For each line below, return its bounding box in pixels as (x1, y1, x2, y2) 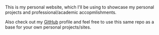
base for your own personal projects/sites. (5, 24, 91, 30)
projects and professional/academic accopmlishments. (5, 9, 117, 15)
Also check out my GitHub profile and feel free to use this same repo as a (5, 19, 155, 25)
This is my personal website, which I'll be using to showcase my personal (5, 4, 155, 10)
